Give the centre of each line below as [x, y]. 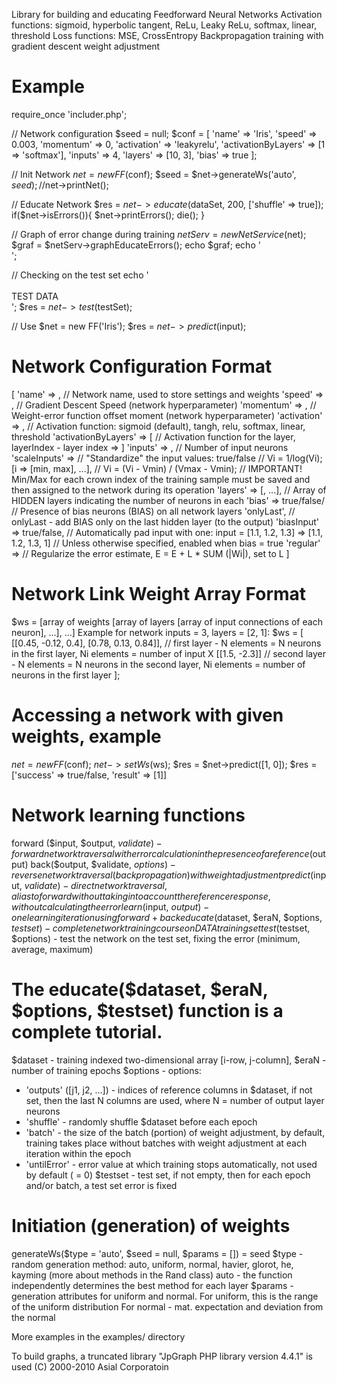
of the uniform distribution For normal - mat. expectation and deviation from [167, 1306]
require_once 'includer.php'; [69, 114]
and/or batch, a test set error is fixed [101, 1185]
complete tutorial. [87, 1031]
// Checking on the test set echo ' [80, 275]
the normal [33, 1317]
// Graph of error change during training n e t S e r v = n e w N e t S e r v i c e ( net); [159, 234]
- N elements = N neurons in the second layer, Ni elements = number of [158, 664]
